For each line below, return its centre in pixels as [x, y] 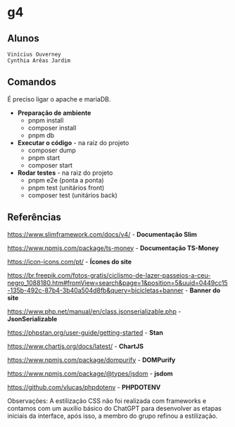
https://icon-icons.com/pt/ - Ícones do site [70, 261]
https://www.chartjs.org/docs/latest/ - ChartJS [76, 346]
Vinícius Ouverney [34, 54]
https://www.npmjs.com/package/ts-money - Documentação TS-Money [113, 248]
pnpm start [44, 157]
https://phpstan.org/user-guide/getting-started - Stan [85, 333]
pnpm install [46, 120]
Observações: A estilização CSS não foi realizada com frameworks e [107, 401]
